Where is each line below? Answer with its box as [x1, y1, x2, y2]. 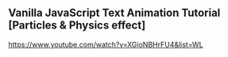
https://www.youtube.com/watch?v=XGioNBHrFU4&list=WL [8, 40, 204, 49]
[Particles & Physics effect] [8, 19, 146, 32]
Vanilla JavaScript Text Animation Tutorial [8, 6, 221, 20]
